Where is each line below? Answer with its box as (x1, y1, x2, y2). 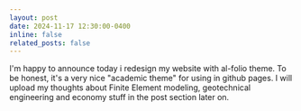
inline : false (9, 30, 63, 39)
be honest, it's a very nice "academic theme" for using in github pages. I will (9, 73, 293, 84)
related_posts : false (9, 38, 91, 48)
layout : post (9, 13, 59, 23)
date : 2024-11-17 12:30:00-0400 (9, 22, 131, 31)
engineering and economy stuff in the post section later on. (9, 92, 230, 103)
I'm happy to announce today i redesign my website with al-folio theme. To (9, 63, 287, 74)
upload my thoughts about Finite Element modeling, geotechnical (9, 82, 251, 93)
